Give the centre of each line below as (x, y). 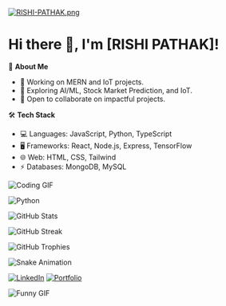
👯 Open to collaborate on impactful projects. (93, 99)
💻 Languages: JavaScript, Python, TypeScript (96, 133)
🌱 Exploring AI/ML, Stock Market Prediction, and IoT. (106, 90)
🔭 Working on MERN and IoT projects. (82, 82)
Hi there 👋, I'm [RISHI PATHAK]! (114, 45)
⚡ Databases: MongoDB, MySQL (73, 167)
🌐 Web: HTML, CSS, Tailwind (68, 157)
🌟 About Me (28, 66)
